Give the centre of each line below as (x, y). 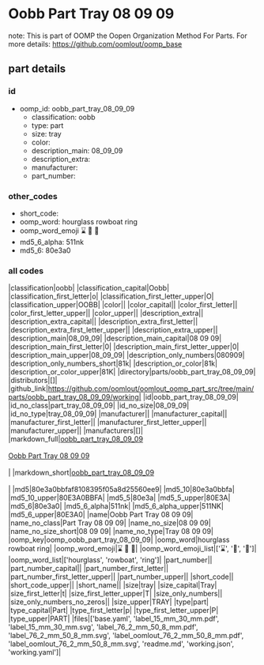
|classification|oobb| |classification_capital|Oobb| (89, 288)
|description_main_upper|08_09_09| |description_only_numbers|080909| (126, 355)
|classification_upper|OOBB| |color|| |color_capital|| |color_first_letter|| (123, 305)
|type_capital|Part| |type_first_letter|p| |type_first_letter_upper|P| (113, 611)
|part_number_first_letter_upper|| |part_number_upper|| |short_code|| (121, 577)
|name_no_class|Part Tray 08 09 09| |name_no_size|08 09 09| (109, 523)
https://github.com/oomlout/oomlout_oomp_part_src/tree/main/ (151, 389)
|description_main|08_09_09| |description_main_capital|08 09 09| (115, 338)
